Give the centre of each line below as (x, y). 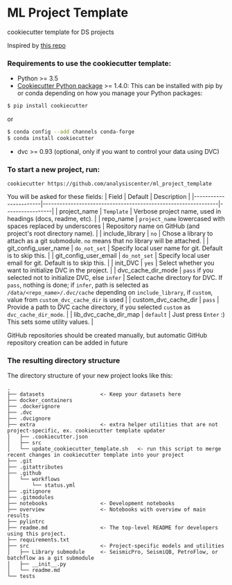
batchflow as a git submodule (51, 558)
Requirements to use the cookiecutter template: (89, 63)
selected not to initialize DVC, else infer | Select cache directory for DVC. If (115, 278)
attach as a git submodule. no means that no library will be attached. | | (108, 241)
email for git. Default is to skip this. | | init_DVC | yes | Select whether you (111, 263)
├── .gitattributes (35, 467)
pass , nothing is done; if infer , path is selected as (78, 285)
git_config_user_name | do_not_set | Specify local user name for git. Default (115, 248)
